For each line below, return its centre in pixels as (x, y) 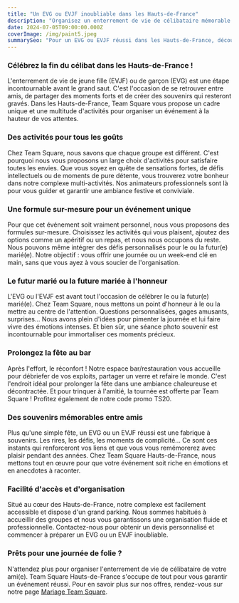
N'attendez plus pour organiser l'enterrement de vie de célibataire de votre (117, 569)
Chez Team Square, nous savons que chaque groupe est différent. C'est (113, 153)
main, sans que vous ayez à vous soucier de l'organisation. (94, 263)
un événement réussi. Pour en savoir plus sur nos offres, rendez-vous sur (115, 584)
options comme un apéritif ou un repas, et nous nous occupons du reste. (114, 240)
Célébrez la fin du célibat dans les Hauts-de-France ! (100, 66)
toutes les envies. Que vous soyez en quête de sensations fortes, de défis (116, 167)
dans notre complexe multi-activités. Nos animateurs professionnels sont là (118, 183)
